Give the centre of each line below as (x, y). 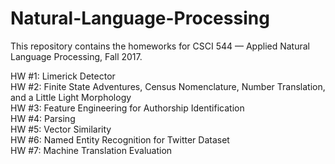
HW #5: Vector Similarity (61, 129)
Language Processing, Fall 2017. (76, 56)
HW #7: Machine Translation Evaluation (91, 150)
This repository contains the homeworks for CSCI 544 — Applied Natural (160, 46)
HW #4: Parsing (43, 118)
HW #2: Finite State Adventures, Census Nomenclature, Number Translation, (168, 86)
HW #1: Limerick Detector (63, 76)
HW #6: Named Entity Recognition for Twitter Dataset (120, 139)
